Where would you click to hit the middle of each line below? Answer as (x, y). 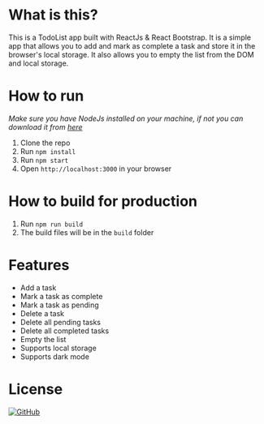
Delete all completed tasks (65, 331)
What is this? (54, 15)
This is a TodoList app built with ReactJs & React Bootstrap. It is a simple (130, 37)
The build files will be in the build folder (87, 232)
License (36, 389)
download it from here (45, 126)
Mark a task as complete (61, 296)
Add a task (38, 287)
